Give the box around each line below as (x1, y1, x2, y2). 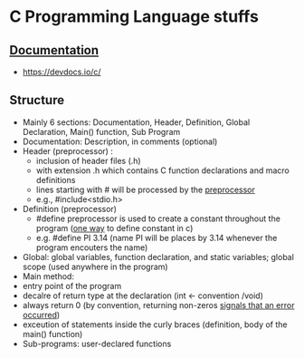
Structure (9, 92, 65, 108)
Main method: (22, 270, 75, 282)
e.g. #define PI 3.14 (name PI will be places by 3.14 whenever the (35, 232, 278, 243)
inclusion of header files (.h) (35, 155, 142, 166)
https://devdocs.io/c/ (22, 66, 101, 77)
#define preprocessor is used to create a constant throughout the (35, 213, 280, 224)
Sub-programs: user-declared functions (22, 338, 172, 349)
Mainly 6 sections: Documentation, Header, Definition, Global (22, 116, 251, 128)
